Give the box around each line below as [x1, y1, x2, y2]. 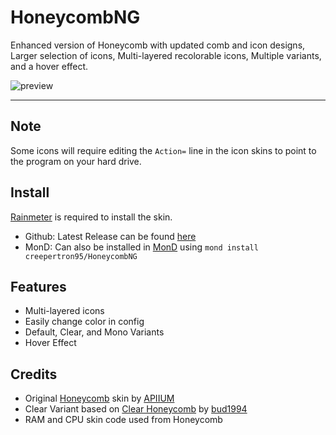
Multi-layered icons [24, 305, 105, 317]
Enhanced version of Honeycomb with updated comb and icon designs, [10, 39, 306, 51]
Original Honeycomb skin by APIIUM [24, 392, 175, 405]
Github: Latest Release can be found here [24, 230, 197, 242]
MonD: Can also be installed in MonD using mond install [24, 241, 259, 253]
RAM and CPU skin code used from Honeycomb [24, 414, 223, 426]
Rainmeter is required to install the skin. [10, 211, 173, 223]
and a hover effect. [10, 60, 89, 72]
